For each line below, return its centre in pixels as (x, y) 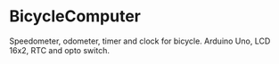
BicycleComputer (75, 16)
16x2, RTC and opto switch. (59, 50)
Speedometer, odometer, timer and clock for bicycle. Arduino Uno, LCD (140, 41)
